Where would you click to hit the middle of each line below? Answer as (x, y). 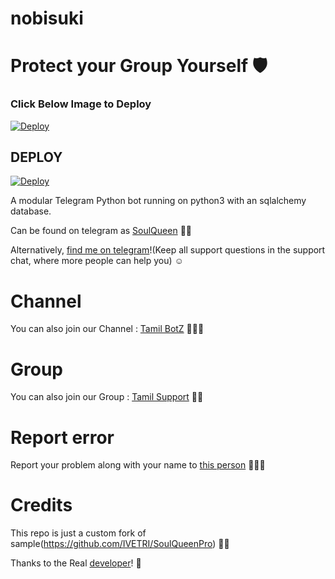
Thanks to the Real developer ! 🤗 (76, 563)
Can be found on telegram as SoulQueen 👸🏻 (101, 231)
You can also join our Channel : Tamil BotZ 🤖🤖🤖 (107, 329)
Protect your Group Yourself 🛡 (139, 66)
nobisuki (47, 18)
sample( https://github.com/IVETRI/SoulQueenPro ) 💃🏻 (120, 544)
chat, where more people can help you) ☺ (97, 261)
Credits (41, 505)
